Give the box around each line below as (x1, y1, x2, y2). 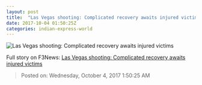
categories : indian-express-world (6, 25, 93, 32)
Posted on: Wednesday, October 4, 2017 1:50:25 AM (20, 72, 150, 79)
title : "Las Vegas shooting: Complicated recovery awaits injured (6, 14, 179, 20)
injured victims (6, 60, 43, 68)
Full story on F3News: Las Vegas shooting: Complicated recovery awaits (6, 54, 186, 61)
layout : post (6, 8, 39, 15)
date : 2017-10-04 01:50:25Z (6, 20, 77, 26)
